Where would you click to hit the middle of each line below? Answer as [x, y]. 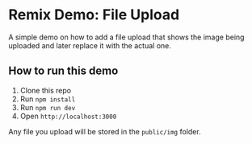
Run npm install [48, 99]
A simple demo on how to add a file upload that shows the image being [126, 37]
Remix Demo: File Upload [94, 15]
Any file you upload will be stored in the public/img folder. [105, 131]
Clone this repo [45, 90]
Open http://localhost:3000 [68, 116]
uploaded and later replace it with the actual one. [90, 45]
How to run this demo [63, 71]
